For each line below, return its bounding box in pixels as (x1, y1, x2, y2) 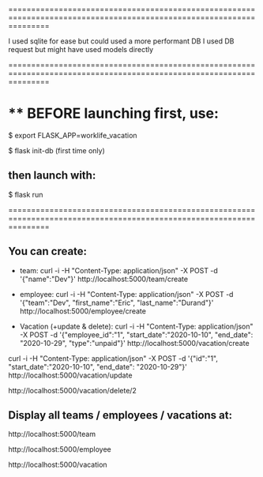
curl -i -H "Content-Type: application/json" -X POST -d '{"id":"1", (8, 353, 219, 363)
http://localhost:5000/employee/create (19, 306, 146, 316)
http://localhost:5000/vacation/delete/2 (8, 385, 137, 395)
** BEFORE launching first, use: (8, 104, 220, 122)
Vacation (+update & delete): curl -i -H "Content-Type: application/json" (19, 321, 254, 331)
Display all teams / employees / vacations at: (8, 408, 233, 422)
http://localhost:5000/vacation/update (8, 370, 133, 380)
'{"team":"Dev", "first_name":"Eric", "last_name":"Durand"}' (19, 298, 214, 307)
